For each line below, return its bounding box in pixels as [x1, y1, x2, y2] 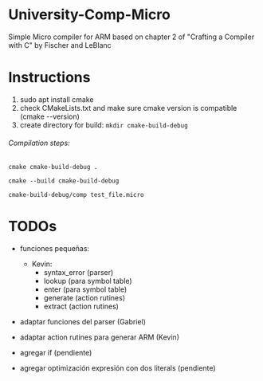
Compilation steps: [8, 138, 70, 148]
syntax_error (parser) [43, 268, 114, 277]
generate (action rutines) [43, 293, 126, 303]
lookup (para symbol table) [43, 277, 133, 286]
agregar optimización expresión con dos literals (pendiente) [19, 363, 217, 373]
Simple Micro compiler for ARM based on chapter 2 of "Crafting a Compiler [8, 32, 255, 41]
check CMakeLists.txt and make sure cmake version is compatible [19, 103, 237, 112]
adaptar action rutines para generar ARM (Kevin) [19, 332, 179, 342]
